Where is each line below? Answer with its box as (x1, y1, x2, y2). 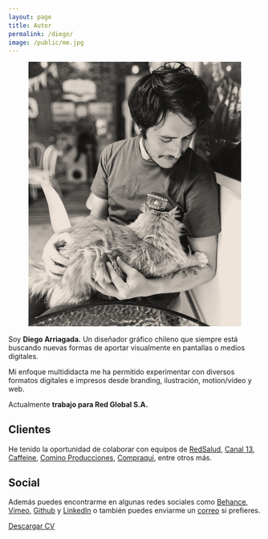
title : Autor (8, 21, 52, 30)
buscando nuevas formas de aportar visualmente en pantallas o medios (8, 342, 246, 353)
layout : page (8, 13, 52, 21)
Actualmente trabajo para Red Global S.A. (8, 399, 148, 409)
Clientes (8, 423, 51, 437)
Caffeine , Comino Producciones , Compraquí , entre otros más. (8, 452, 213, 462)
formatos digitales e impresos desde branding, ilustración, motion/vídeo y (8, 375, 253, 385)
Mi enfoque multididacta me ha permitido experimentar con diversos (8, 366, 235, 377)
